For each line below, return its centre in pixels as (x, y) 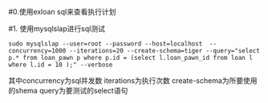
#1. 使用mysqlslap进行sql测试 (57, 29)
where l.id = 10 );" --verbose (61, 65)
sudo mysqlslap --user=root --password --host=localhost (106, 44)
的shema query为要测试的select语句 (68, 91)
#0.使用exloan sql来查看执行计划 (62, 12)
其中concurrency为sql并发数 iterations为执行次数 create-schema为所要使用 (133, 81)
